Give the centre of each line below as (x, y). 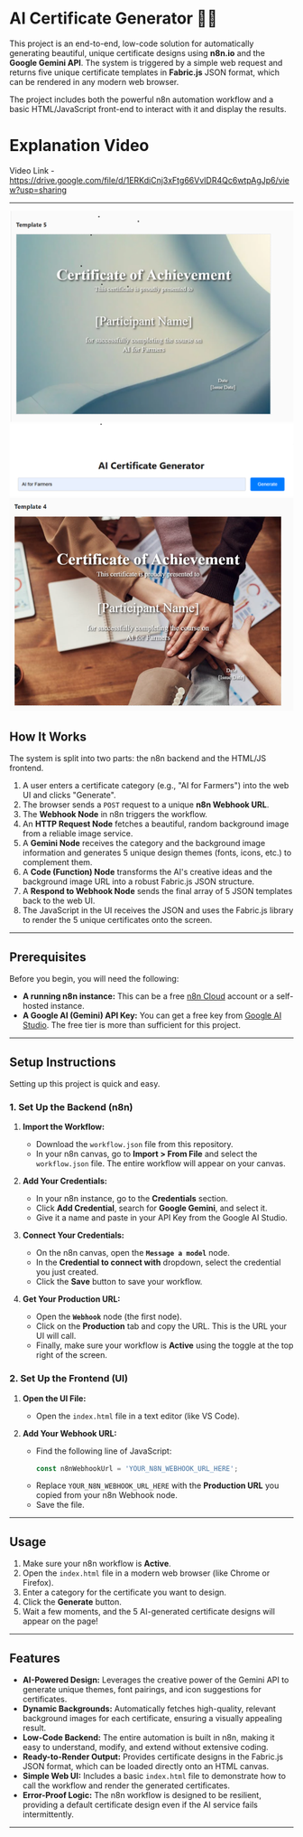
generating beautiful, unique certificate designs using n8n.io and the (138, 52)
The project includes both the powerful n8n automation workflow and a (142, 99)
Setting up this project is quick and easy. (85, 1083)
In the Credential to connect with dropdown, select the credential (158, 1262)
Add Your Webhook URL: (69, 1433)
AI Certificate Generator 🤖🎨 (114, 19)
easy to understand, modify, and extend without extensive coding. (145, 1748)
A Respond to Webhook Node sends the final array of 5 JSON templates (157, 891)
